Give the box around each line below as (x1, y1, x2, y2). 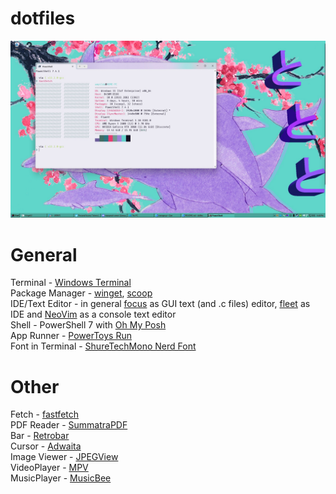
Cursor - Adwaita (10, 440, 82, 452)
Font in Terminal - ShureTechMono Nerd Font (10, 340, 197, 352)
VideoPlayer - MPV (10, 462, 89, 474)
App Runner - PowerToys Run (10, 330, 132, 342)
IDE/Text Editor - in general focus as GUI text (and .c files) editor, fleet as (10, 298, 311, 310)
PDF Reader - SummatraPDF (10, 419, 128, 431)
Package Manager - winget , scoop (10, 287, 153, 299)
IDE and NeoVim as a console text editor (10, 308, 177, 321)
